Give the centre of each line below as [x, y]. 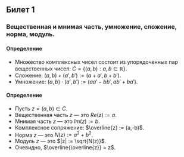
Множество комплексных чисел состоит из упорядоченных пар [96, 61]
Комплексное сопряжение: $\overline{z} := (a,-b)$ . [79, 127]
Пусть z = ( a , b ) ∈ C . [41, 108]
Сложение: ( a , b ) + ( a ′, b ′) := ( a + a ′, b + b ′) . [68, 75]
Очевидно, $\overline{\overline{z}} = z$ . [65, 147]
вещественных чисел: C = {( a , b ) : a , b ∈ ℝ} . [71, 69]
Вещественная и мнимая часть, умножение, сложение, [91, 27]
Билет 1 [21, 10]
